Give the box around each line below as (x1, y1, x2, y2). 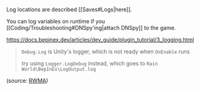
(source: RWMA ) (6, 77, 48, 84)
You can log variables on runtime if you (6, 18, 106, 24)
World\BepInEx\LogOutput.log (21, 66, 96, 72)
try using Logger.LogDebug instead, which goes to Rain (21, 60, 158, 67)
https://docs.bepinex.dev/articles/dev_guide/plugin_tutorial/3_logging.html (6, 36, 194, 43)
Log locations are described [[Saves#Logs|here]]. (6, 6, 133, 13)
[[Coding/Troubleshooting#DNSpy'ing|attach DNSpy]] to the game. (6, 24, 176, 31)
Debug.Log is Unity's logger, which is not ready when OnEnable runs (21, 48, 190, 55)
